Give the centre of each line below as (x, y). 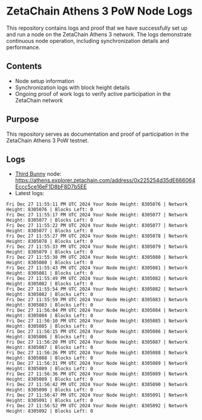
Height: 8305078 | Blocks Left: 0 (50, 242)
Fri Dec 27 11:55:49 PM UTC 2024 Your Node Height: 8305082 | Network (97, 279)
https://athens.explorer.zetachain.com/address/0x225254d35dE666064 (105, 181)
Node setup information (44, 81)
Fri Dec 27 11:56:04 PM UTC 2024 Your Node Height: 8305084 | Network (97, 310)
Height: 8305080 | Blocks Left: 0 (50, 263)
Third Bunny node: (38, 174)
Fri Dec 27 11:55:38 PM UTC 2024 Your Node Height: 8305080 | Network (97, 258)
